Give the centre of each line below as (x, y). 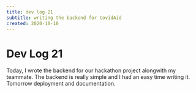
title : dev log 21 (30, 12)
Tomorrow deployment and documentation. (61, 84)
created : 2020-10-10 (33, 23)
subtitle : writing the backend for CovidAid (64, 18)
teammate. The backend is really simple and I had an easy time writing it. (98, 77)
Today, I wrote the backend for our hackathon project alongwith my (91, 70)
